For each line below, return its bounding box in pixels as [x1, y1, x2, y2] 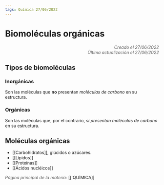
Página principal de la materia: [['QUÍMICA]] [5, 175, 95, 181]
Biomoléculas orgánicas [5, 28, 105, 39]
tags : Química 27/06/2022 [5, 7, 58, 12]
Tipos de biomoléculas [5, 63, 76, 72]
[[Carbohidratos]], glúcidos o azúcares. [12, 149, 92, 156]
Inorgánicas [5, 78, 34, 85]
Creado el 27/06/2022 [114, 44, 159, 50]
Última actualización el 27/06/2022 [87, 49, 159, 55]
